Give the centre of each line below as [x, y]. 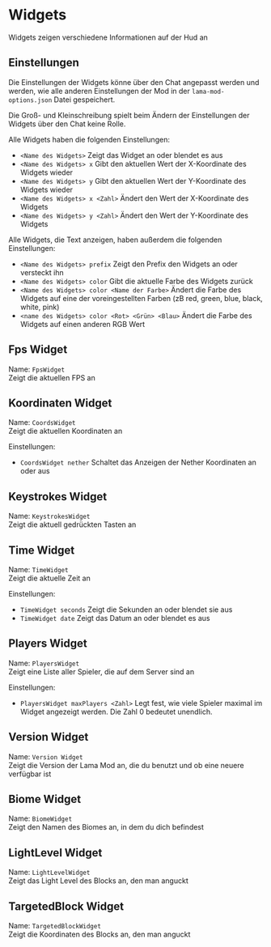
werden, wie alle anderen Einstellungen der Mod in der [99, 91]
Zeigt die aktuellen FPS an [52, 377]
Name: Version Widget [46, 756]
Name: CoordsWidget [42, 423]
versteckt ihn [42, 272]
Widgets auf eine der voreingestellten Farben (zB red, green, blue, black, [141, 298]
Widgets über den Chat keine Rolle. [67, 124]
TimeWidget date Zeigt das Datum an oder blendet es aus [115, 618]
